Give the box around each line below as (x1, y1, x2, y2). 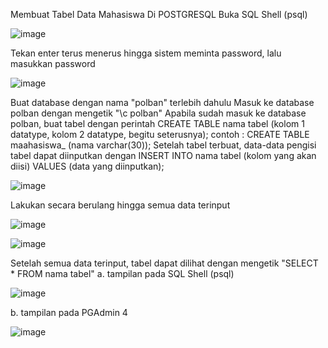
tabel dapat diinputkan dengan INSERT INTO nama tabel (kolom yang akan (10, 150, 317, 161)
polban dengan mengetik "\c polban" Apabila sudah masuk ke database (10, 107, 307, 119)
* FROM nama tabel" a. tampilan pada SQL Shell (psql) (10, 268, 235, 279)
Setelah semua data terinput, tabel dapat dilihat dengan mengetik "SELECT (10, 257, 319, 269)
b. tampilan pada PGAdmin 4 (10, 307, 128, 318)
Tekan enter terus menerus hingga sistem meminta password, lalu (10, 47, 282, 59)
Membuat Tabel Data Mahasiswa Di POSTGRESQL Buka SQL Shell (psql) (10, 9, 308, 20)
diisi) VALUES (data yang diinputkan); (10, 160, 165, 172)
